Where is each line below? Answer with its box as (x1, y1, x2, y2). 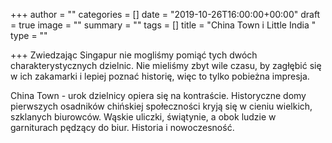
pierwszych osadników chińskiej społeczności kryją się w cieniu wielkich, (10, 100, 313, 112)
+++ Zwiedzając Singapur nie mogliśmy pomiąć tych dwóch (10, 49, 258, 61)
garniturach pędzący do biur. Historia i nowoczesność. (10, 122, 235, 133)
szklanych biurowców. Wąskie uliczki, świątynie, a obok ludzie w (10, 111, 277, 123)
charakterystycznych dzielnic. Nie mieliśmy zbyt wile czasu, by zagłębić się (10, 60, 322, 71)
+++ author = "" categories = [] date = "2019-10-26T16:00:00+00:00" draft (10, 9, 321, 20)
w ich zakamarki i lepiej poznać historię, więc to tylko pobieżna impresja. (10, 70, 310, 82)
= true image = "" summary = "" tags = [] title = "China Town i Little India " (10, 19, 317, 31)
